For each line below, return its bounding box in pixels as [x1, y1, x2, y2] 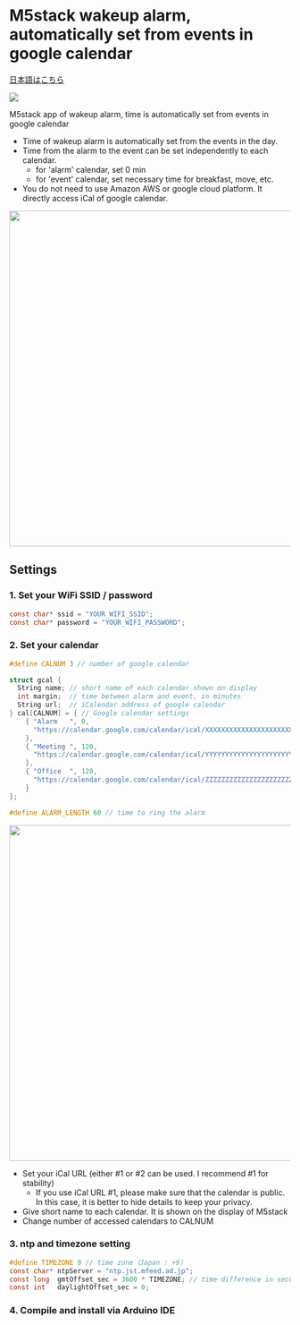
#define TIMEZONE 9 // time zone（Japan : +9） [9, 1258, 187, 1267]
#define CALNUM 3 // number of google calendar [9, 659, 190, 668]
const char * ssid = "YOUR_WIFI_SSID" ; [9, 610, 154, 619]
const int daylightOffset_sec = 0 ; [9, 1283, 150, 1292]
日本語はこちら [9, 73, 64, 85]
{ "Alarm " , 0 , [25, 717, 90, 726]
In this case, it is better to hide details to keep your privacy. [35, 1196, 253, 1207]
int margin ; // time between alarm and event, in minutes [17, 692, 242, 701]
